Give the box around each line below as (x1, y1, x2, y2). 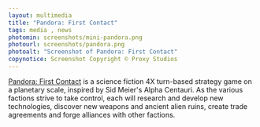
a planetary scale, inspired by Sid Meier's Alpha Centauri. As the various (8, 85, 243, 94)
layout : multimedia (8, 11, 72, 20)
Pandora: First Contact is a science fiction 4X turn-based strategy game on (8, 76, 252, 86)
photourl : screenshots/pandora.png (8, 41, 125, 49)
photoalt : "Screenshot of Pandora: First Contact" (8, 48, 178, 56)
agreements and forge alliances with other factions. (8, 110, 176, 119)
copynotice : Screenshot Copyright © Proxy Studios (8, 56, 178, 63)
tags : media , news (8, 26, 72, 34)
